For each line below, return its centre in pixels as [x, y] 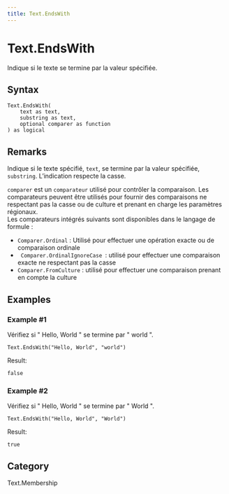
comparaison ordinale [49, 248]
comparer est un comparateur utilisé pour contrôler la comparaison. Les [108, 190]
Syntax [23, 89]
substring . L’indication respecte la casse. [67, 176]
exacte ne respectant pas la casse [67, 262]
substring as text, [48, 118]
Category [28, 466]
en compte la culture [47, 278]
